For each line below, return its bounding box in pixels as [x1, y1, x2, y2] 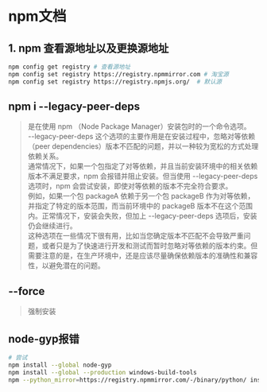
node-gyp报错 [8, 332, 79, 346]
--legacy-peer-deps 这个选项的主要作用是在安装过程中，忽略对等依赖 [27, 132, 256, 142]
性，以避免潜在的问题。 [27, 261, 105, 270]
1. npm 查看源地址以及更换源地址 [8, 41, 169, 55]
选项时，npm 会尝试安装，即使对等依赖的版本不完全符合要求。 [27, 181, 233, 191]
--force [8, 284, 45, 298]
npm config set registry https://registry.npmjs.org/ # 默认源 [8, 77, 222, 86]
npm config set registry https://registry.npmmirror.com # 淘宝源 [8, 70, 229, 78]
